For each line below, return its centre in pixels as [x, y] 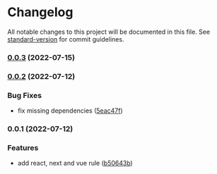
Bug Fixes [25, 95]
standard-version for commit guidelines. [66, 39]
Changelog [40, 12]
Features [23, 147]
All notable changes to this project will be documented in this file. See [109, 32]
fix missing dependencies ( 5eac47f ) [70, 111]
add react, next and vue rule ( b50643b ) [75, 163]
